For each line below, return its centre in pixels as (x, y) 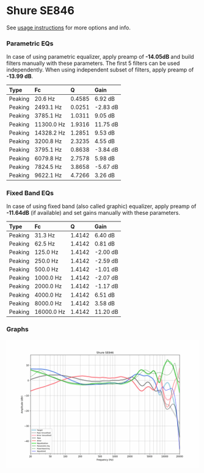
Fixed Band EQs (30, 193)
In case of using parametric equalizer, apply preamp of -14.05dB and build (100, 57)
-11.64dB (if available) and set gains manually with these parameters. (93, 213)
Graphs (17, 329)
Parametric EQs (30, 43)
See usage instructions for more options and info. (69, 28)
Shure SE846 (40, 11)
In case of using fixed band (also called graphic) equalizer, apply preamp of (101, 206)
